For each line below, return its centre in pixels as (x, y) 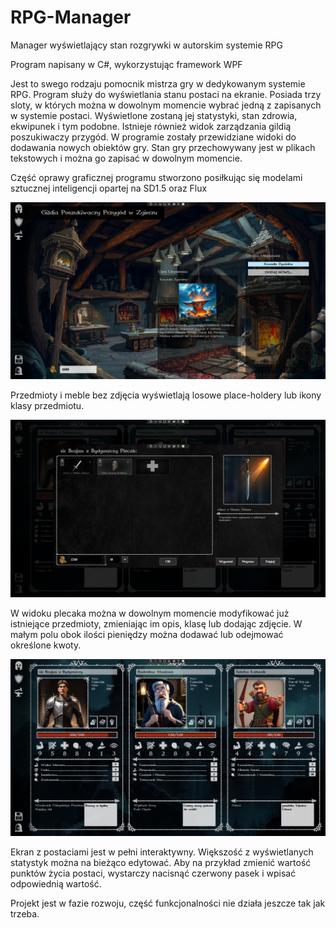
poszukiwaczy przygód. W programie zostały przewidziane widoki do (153, 137)
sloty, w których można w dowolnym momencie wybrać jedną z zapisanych (166, 105)
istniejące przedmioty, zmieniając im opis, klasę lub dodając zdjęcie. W (156, 623)
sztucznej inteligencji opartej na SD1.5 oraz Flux (109, 188)
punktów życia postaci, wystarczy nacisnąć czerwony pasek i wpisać (153, 873)
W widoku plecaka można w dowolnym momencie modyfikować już (150, 613)
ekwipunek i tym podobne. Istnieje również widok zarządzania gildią (151, 126)
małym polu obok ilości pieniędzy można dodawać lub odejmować (147, 634)
